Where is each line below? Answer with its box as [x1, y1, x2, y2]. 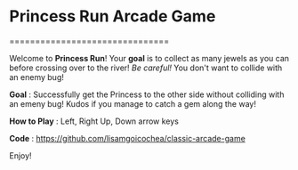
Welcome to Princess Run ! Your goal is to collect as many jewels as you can [9, 53, 290, 63]
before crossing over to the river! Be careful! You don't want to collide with [9, 62, 283, 73]
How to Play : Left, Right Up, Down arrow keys [9, 116, 180, 126]
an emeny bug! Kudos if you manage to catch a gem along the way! [9, 98, 256, 109]
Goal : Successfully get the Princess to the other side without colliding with [9, 89, 285, 100]
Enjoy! [9, 150, 33, 161]
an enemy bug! [9, 71, 64, 82]
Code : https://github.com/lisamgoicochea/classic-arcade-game [9, 133, 246, 143]
